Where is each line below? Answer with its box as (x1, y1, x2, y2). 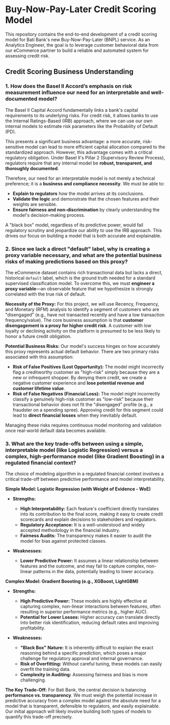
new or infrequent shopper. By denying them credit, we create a (12, 374, 147, 380)
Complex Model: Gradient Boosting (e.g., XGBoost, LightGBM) (5, 578, 139, 584)
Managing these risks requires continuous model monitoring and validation (5, 422, 161, 428)
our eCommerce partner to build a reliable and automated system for (5, 47, 149, 53)
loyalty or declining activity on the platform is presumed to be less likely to (5, 327, 161, 334)
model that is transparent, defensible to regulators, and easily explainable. (5, 703, 160, 709)
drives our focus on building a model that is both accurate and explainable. (5, 233, 161, 239)
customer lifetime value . (12, 385, 65, 391)
